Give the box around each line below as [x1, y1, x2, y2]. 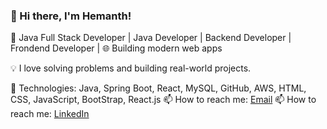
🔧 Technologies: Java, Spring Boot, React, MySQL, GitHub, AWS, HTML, [10, 82, 307, 94]
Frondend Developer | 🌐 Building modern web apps [10, 42, 223, 54]
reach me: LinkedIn [10, 108, 90, 120]
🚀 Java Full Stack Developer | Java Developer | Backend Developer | [10, 32, 292, 44]
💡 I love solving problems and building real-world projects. [10, 62, 252, 74]
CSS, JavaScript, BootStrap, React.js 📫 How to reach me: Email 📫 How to [10, 94, 317, 106]
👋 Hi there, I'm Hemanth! [10, 9, 132, 23]
